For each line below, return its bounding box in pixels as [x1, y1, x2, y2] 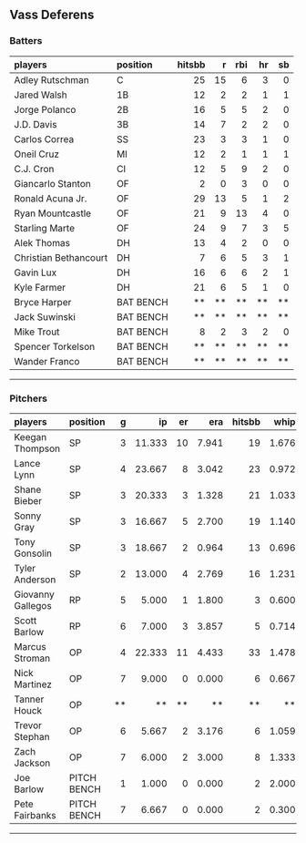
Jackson [14, 756, 51, 769]
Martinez [14, 678, 53, 691]
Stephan [14, 730, 50, 743]
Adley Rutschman [14, 73, 89, 86]
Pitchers [9, 392, 48, 405]
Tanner [14, 693, 45, 705]
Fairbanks [14, 808, 56, 821]
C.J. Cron [14, 162, 55, 175]
